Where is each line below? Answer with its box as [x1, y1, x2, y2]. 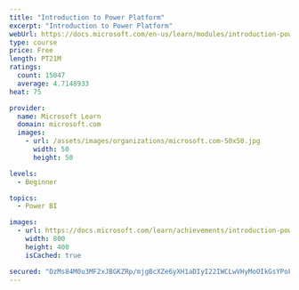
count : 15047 [17, 71, 66, 80]
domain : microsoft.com [17, 120, 101, 129]
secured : [9, 267, 42, 276]
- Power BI [17, 202, 58, 211]
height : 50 [32, 153, 74, 162]
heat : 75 [9, 87, 42, 96]
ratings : [9, 63, 42, 72]
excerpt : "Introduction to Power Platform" [9, 21, 174, 30]
